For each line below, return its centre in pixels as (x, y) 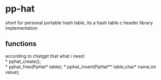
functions (21, 44)
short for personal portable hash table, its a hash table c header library (79, 23)
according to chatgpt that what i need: (45, 56)
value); (12, 72)
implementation (22, 28)
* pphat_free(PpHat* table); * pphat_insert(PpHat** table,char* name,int (81, 66)
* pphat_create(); (23, 61)
